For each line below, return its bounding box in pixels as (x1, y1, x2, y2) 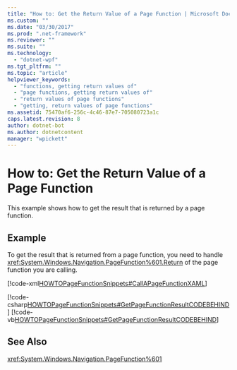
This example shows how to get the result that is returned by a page (7, 204, 205, 213)
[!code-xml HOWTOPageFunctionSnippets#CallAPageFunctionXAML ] (7, 280, 208, 287)
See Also (7, 336, 47, 348)
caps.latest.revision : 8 (7, 115, 80, 122)
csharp (7, 301, 28, 309)
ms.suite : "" (7, 43, 46, 50)
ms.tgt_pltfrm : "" (7, 63, 61, 70)
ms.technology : (7, 50, 52, 57)
